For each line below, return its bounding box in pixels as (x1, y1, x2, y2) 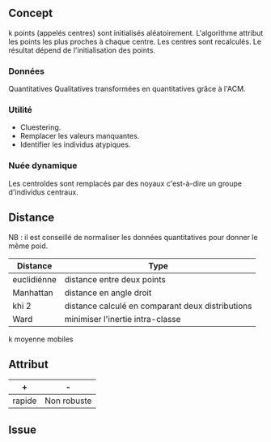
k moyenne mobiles (8, 334, 74, 344)
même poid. (8, 241, 49, 251)
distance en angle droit (64, 287, 152, 298)
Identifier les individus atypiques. (19, 139, 131, 149)
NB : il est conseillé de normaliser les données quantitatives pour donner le (8, 232, 258, 242)
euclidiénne (12, 273, 57, 285)
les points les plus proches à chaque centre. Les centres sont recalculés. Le (8, 36, 261, 46)
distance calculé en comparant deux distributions (64, 300, 252, 311)
